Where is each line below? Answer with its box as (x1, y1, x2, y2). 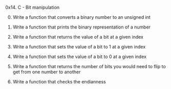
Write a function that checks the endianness (12, 79, 106, 84)
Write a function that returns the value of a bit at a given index (12, 34, 143, 40)
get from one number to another (12, 69, 81, 75)
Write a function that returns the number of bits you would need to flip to (12, 64, 166, 69)
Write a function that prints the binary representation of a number (12, 24, 151, 30)
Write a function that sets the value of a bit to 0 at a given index (12, 53, 147, 60)
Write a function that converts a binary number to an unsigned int (12, 14, 151, 20)
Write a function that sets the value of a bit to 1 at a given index (12, 44, 146, 50)
